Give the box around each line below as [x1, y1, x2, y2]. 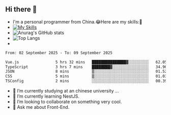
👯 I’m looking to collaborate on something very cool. [12, 99, 122, 105]
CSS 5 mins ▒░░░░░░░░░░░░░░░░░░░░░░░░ [5, 74, 149, 79]
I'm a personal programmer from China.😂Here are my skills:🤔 [12, 18, 142, 25]
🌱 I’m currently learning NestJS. [12, 93, 80, 100]
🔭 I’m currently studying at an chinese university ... [12, 88, 119, 94]
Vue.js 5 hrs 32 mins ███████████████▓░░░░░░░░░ [5, 59, 149, 64]
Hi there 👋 [5, 5, 37, 14]
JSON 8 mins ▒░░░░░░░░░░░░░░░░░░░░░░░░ [5, 69, 149, 74]
